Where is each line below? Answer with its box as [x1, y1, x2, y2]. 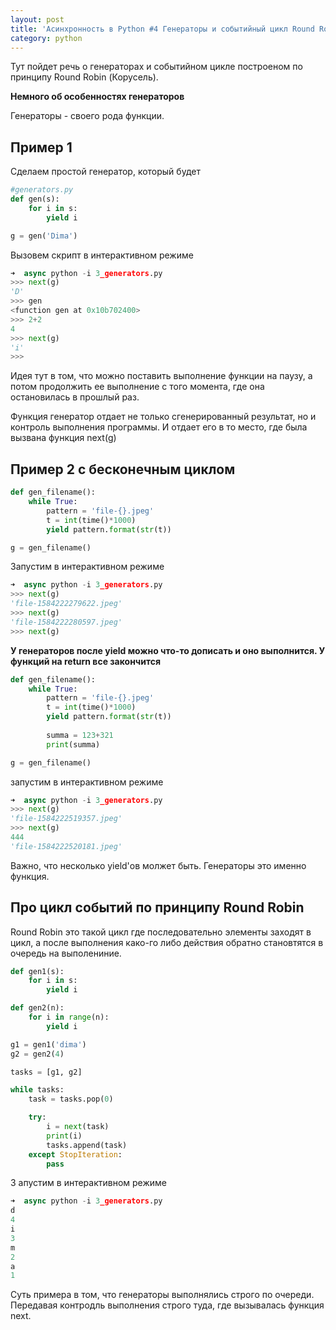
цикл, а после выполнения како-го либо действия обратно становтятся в [10, 936, 324, 948]
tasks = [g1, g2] [10, 1067, 83, 1077]
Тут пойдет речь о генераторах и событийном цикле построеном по [10, 61, 303, 73]
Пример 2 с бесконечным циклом [10, 461, 236, 478]
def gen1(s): [10, 966, 65, 976]
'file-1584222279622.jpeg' [10, 599, 123, 609]
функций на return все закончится [10, 655, 162, 667]
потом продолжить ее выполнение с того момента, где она [10, 381, 265, 393]
